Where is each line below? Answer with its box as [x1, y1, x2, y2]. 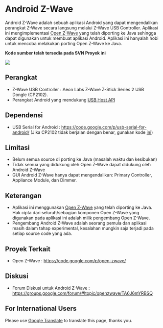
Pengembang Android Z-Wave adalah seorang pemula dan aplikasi [12, 220, 147, 226]
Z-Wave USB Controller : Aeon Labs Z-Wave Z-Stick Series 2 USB [12, 86, 144, 92]
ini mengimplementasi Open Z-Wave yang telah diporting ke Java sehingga [5, 30, 157, 36]
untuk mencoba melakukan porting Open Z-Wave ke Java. [5, 40, 122, 46]
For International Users [5, 304, 77, 313]
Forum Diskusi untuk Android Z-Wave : [12, 285, 90, 291]
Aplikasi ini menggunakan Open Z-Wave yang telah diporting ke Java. [12, 204, 153, 210]
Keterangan [5, 191, 42, 200]
